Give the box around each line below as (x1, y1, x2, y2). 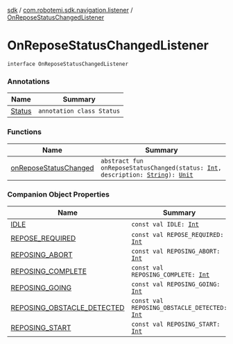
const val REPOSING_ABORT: (131, 247, 221, 255)
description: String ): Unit (100, 170, 193, 179)
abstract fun (100, 156, 144, 165)
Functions (7, 127, 42, 137)
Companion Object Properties (7, 190, 110, 199)
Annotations (7, 76, 50, 86)
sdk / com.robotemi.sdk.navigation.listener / (7, 6, 133, 14)
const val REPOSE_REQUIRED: (131, 231, 224, 238)
